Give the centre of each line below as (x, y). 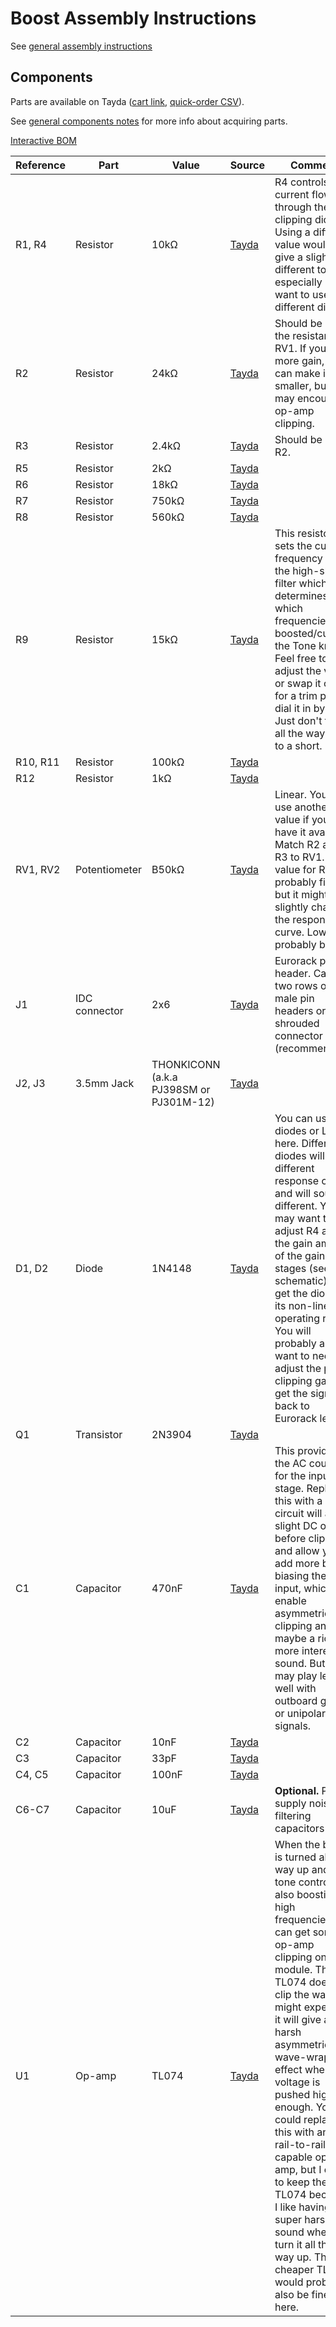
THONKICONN (186, 1064)
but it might (301, 894)
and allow (297, 1550)
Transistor (98, 1434)
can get (292, 1932)
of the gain (300, 1255)
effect (288, 2069)
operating (297, 1318)
